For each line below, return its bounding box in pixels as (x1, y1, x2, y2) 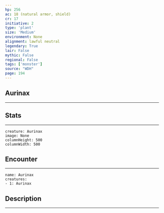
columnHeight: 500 (5, 138, 42, 142)
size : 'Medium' (5, 30, 36, 35)
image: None (5, 133, 29, 138)
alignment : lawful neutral (5, 39, 60, 44)
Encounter (5, 155, 38, 163)
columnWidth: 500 (5, 142, 41, 147)
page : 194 (5, 71, 25, 76)
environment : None (5, 35, 42, 40)
